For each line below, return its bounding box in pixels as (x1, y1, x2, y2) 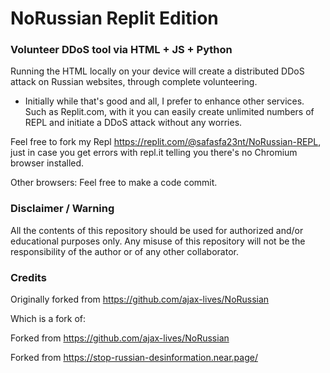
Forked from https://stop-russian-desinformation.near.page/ (10, 352, 258, 364)
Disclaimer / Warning (10, 202, 115, 216)
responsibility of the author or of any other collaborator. (10, 245, 239, 257)
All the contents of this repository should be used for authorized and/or (10, 224, 304, 236)
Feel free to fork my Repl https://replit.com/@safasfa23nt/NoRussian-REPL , (10, 136, 322, 148)
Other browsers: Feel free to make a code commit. (10, 177, 218, 189)
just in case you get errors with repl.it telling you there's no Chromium (10, 147, 298, 159)
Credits (10, 270, 47, 284)
